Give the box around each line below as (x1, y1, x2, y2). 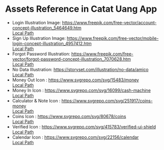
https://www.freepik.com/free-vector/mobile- (67, 35, 159, 41)
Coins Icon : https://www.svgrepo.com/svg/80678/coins (12, 113, 126, 119)
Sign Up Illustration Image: (12, 35, 66, 41)
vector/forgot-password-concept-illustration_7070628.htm (12, 56, 131, 62)
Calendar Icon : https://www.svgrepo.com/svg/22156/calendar (12, 134, 139, 140)
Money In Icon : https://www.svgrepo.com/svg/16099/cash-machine (12, 87, 151, 93)
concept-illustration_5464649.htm (12, 25, 82, 30)
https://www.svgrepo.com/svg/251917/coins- (61, 98, 153, 103)
